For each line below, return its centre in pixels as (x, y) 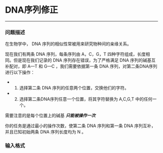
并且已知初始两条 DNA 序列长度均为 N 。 (46, 132)
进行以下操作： (20, 72)
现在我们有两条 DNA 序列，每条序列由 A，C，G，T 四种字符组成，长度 (75, 54)
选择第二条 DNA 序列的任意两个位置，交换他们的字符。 (74, 88)
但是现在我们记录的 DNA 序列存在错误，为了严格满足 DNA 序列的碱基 (82, 60)
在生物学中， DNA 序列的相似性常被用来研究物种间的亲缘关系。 (68, 44)
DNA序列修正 (32, 10)
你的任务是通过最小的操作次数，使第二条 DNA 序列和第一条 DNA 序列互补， (81, 126)
